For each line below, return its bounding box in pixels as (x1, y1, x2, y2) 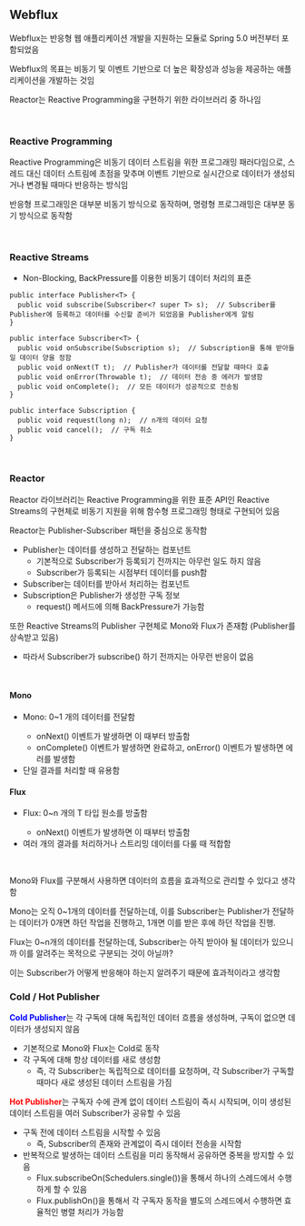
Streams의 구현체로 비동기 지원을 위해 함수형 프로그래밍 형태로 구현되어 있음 (9, 505, 280, 517)
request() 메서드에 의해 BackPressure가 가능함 (35, 600, 205, 612)
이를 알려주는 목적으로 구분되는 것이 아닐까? (18, 948, 174, 959)
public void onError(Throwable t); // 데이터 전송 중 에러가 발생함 (17, 373, 263, 382)
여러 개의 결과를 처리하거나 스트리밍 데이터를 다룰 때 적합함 (22, 839, 231, 849)
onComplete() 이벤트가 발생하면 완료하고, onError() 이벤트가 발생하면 (35, 741, 284, 753)
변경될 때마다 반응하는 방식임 (25, 179, 129, 190)
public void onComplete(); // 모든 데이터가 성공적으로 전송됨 (17, 382, 239, 392)
